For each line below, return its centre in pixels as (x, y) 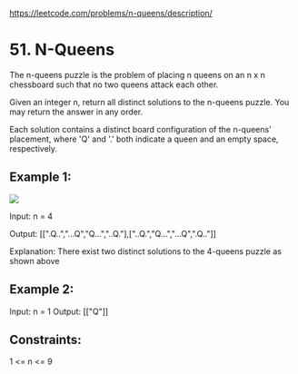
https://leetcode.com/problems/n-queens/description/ (111, 13)
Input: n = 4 (31, 216)
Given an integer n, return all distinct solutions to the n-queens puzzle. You (149, 102)
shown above (35, 261)
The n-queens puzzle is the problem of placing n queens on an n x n (137, 74)
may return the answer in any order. (76, 112)
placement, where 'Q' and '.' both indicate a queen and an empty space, (144, 139)
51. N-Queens (62, 50)
